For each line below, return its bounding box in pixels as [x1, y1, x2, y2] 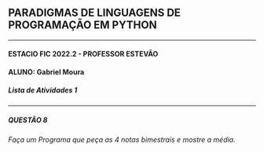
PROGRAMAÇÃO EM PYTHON [8, 19, 157, 32]
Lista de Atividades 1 [8, 85, 78, 95]
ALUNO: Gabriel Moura [8, 67, 85, 77]
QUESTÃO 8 [8, 115, 48, 125]
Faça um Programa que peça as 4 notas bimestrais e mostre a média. [8, 135, 236, 144]
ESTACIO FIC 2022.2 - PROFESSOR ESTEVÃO [8, 49, 159, 59]
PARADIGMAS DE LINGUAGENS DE [8, 6, 181, 20]
